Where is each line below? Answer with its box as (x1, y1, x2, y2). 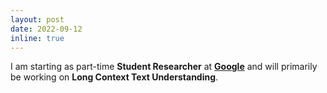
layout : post (10, 14, 65, 25)
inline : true (10, 33, 65, 43)
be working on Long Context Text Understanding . (10, 71, 219, 83)
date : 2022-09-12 (10, 24, 83, 34)
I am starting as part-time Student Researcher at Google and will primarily (10, 61, 318, 73)
